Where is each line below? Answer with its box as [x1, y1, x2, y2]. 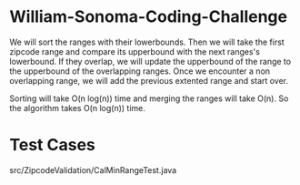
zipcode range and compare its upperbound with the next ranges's [9, 46, 261, 57]
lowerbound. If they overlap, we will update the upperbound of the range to [9, 56, 292, 67]
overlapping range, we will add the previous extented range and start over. [9, 75, 289, 86]
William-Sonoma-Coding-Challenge [9, 6, 288, 27]
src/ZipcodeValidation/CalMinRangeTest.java [9, 164, 177, 175]
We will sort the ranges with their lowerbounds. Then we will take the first [9, 36, 285, 47]
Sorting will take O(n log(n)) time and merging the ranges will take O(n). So [9, 93, 289, 104]
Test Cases [9, 135, 95, 156]
